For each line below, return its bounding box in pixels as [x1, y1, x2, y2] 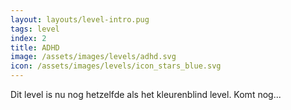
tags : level [10, 24, 60, 34]
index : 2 [10, 33, 47, 43]
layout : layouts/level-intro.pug [10, 14, 150, 25]
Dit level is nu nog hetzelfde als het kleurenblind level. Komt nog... [10, 89, 282, 100]
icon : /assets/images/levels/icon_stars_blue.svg [10, 61, 222, 71]
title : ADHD [10, 42, 60, 53]
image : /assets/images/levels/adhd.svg [10, 52, 177, 62]
